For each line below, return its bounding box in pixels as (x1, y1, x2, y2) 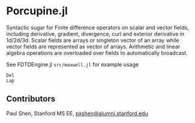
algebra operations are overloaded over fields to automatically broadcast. (6, 49, 188, 56)
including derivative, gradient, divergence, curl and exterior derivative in (6, 30, 185, 37)
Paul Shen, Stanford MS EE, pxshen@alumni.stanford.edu (6, 109, 148, 117)
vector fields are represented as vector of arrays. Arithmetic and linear (6, 43, 181, 50)
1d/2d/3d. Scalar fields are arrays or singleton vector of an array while (6, 36, 179, 44)
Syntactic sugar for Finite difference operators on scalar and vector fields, (6, 24, 189, 31)
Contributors (6, 94, 56, 104)
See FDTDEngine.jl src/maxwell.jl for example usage (6, 61, 139, 68)
